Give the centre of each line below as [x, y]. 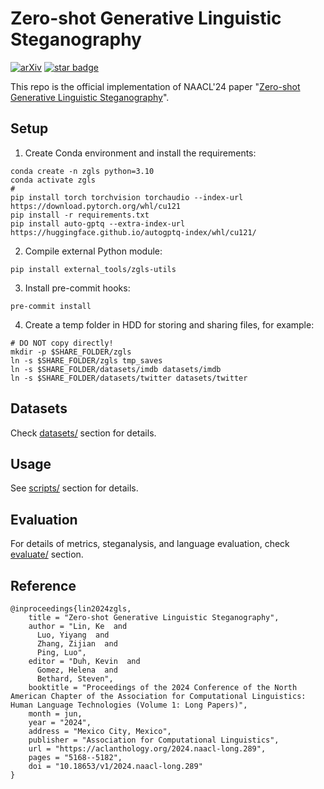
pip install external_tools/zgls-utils [93, 269]
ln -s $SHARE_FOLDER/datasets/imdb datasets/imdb [116, 369]
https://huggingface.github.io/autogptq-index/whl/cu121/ [133, 232]
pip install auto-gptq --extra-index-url [98, 223]
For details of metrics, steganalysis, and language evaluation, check [150, 544]
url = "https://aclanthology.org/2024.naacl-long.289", [147, 749]
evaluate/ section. [47, 554]
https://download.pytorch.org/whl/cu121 [96, 206]
